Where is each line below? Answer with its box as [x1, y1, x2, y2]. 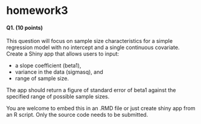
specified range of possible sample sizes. [6, 93, 110, 100]
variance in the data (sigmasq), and [14, 68, 104, 76]
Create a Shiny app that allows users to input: [6, 50, 120, 57]
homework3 [6, 4, 68, 18]
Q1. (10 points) [6, 24, 43, 31]
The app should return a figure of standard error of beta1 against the [6, 86, 176, 94]
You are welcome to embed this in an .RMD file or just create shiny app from [6, 105, 196, 112]
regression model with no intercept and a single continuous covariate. [6, 44, 180, 51]
